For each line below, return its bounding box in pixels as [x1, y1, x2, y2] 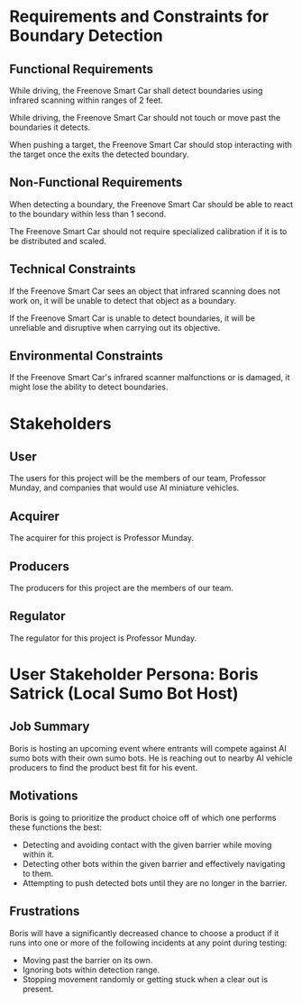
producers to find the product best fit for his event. [9, 761, 198, 772]
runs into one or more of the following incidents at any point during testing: [9, 937, 288, 948]
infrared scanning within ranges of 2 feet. [9, 95, 164, 105]
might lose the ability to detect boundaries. [9, 381, 169, 393]
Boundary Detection [9, 25, 164, 46]
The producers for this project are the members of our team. [9, 583, 234, 594]
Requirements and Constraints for [9, 6, 269, 27]
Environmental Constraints [9, 349, 164, 364]
